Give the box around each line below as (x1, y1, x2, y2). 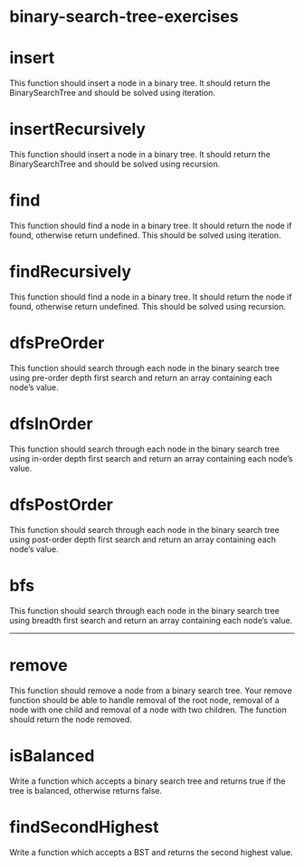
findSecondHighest (9, 816, 160, 837)
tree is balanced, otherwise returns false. (9, 785, 163, 796)
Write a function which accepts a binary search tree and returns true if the (9, 776, 286, 786)
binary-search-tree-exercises (9, 6, 239, 27)
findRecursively (9, 262, 132, 282)
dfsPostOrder (9, 495, 114, 515)
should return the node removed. (9, 713, 133, 725)
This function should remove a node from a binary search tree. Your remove (9, 685, 292, 696)
